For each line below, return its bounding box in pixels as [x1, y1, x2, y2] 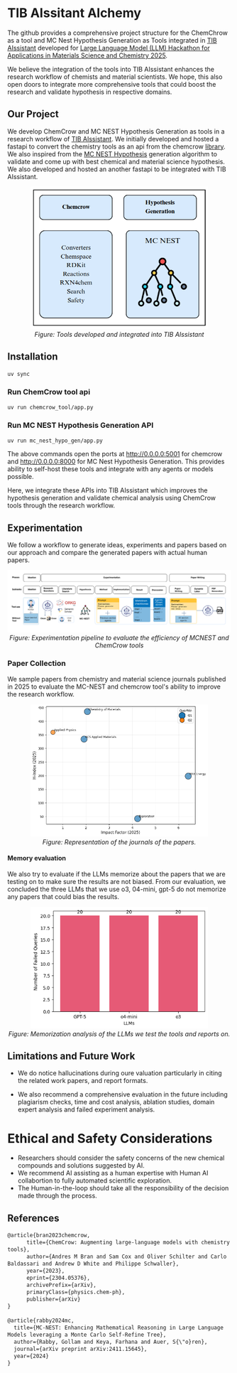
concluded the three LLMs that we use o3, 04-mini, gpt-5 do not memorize [7, 885, 226, 893]
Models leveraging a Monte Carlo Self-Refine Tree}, [7, 1331, 167, 1339]
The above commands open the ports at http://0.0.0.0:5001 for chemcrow [7, 450, 223, 458]
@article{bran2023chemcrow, [7, 1232, 91, 1239]
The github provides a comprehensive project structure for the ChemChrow [7, 28, 228, 37]
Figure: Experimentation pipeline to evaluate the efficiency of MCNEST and [9, 633, 229, 642]
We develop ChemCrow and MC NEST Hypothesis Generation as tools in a [7, 126, 225, 136]
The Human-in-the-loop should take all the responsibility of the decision [17, 1184, 229, 1192]
